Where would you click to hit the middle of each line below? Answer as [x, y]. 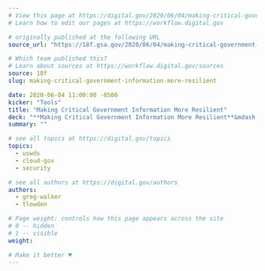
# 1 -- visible [33, 233]
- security [33, 168]
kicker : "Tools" [35, 102]
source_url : [28, 44]
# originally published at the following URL [84, 37]
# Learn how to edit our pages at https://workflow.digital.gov [116, 23]
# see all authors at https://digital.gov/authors [93, 183]
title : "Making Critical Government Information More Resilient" [118, 110]
